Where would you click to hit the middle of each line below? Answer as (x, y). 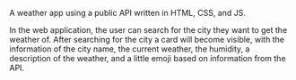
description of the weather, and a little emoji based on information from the (148, 58)
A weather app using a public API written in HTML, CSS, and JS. (128, 13)
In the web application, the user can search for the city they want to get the (148, 30)
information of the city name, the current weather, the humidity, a (130, 49)
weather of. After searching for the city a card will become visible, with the (147, 40)
